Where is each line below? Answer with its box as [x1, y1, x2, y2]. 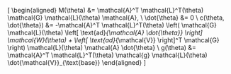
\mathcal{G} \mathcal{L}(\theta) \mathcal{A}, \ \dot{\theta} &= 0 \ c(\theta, [7, 13, 225, 22]
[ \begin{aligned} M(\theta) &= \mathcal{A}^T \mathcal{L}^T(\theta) [7, 6, 204, 14]
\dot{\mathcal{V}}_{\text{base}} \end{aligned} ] [7, 58, 147, 66]
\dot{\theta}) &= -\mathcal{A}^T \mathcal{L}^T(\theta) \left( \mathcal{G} [7, 21, 218, 29]
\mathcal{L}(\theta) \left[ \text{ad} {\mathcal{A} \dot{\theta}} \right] [7, 28, 203, 37]
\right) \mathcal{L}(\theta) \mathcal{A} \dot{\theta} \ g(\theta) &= [7, 44, 197, 51]
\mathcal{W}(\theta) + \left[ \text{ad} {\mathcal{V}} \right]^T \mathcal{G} [7, 36, 220, 44]
